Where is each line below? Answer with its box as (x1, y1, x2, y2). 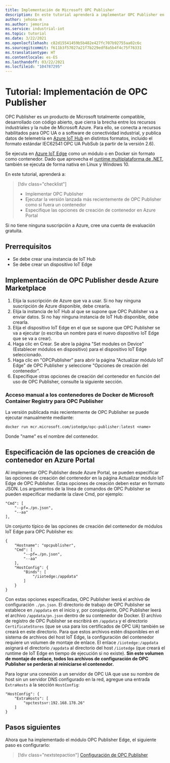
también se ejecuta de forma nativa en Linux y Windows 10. (5, 161, 129, 168)
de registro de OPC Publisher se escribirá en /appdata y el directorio (5, 618, 148, 624)
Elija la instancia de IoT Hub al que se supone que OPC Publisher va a (12, 308, 158, 314)
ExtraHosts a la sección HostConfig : (5, 682, 80, 688)
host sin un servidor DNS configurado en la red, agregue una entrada (5, 676, 150, 682)
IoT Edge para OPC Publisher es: (5, 528, 74, 534)
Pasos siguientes (5, 723, 61, 732)
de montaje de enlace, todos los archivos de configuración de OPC (5, 655, 149, 661)
